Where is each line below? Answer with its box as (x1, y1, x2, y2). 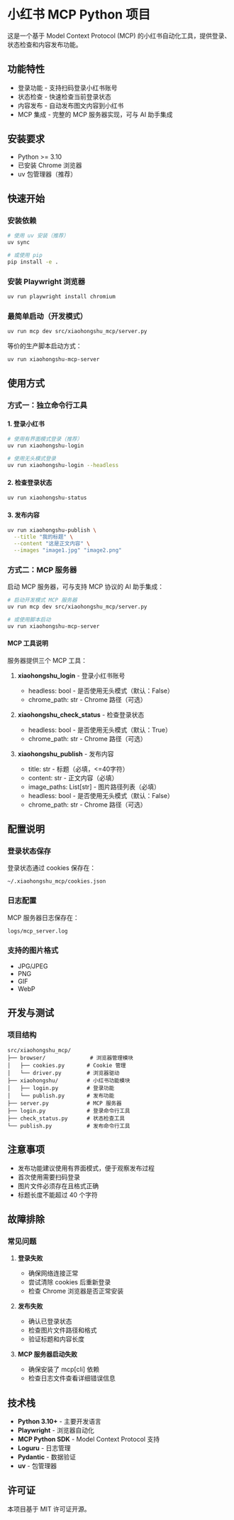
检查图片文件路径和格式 (28, 1326, 97, 1335)
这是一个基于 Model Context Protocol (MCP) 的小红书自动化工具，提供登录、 (7, 31, 231, 40)
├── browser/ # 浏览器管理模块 (7, 1054, 133, 1062)
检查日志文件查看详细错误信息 (28, 1374, 116, 1383)
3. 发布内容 (7, 510, 40, 519)
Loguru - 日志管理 (17, 1444, 71, 1452)
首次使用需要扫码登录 (17, 1173, 80, 1181)
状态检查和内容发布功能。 (7, 40, 82, 48)
